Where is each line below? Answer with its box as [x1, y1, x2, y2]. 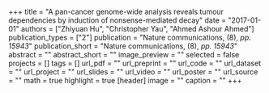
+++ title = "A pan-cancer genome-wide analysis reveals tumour [8, 7, 224, 16]
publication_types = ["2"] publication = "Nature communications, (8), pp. [8, 32, 251, 42]
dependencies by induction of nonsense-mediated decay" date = [8, 15, 227, 25]
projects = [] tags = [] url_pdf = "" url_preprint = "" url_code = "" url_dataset [8, 58, 262, 68]
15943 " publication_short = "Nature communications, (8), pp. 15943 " [8, 41, 237, 51]
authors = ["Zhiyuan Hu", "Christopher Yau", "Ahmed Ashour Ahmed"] [20, 24, 254, 33]
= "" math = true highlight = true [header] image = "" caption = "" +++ [8, 76, 242, 85]
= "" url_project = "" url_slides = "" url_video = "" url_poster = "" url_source [8, 67, 258, 76]
